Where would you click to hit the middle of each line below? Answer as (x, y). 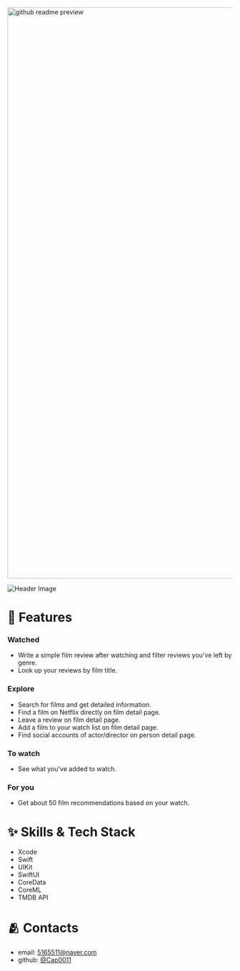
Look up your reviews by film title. (67, 670)
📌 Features (40, 618)
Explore (21, 689)
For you (21, 787)
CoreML (30, 890)
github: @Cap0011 (44, 960)
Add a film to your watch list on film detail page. (88, 727)
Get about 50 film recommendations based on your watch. (104, 803)
